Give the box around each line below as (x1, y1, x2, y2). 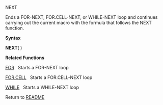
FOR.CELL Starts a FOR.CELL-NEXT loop (5, 74, 93, 81)
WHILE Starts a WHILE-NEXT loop (5, 84, 79, 90)
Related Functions (5, 55, 45, 61)
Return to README (5, 94, 45, 100)
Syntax (5, 35, 21, 41)
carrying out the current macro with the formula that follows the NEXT (5, 20, 152, 25)
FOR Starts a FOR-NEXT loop (5, 65, 69, 70)
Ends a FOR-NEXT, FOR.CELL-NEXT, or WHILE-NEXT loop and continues (5, 14, 158, 20)
